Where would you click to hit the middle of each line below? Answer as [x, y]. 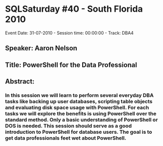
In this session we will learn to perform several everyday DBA [80, 95]
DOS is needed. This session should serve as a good [69, 126]
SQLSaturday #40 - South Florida [74, 9]
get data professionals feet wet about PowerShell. [66, 138]
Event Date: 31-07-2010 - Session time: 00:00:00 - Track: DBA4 [69, 33]
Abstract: [20, 82]
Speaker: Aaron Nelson [41, 48]
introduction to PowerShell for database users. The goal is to [79, 132]
